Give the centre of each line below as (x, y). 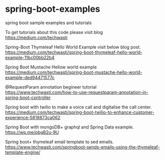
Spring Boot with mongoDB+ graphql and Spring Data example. (70, 127)
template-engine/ (23, 152)
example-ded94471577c (30, 77)
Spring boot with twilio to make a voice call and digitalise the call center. (79, 107)
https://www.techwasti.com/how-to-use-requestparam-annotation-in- (77, 92)
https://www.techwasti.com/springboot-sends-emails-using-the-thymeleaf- (82, 147)
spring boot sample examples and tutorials (48, 23)
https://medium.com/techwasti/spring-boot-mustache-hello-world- (74, 72)
